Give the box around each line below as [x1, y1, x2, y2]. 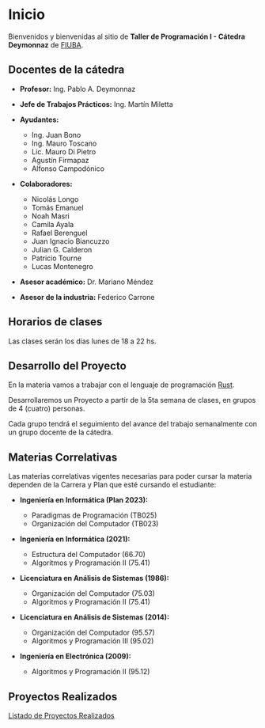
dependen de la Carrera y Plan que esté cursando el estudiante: [8, 480, 217, 490]
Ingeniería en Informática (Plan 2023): [19, 495, 149, 505]
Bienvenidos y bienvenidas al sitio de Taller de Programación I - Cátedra [8, 32, 245, 41]
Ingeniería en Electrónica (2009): [19, 651, 132, 662]
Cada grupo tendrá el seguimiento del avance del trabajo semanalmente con [8, 419, 258, 429]
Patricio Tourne [31, 253, 82, 263]
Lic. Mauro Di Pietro [31, 146, 97, 156]
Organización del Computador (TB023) [31, 519, 159, 529]
